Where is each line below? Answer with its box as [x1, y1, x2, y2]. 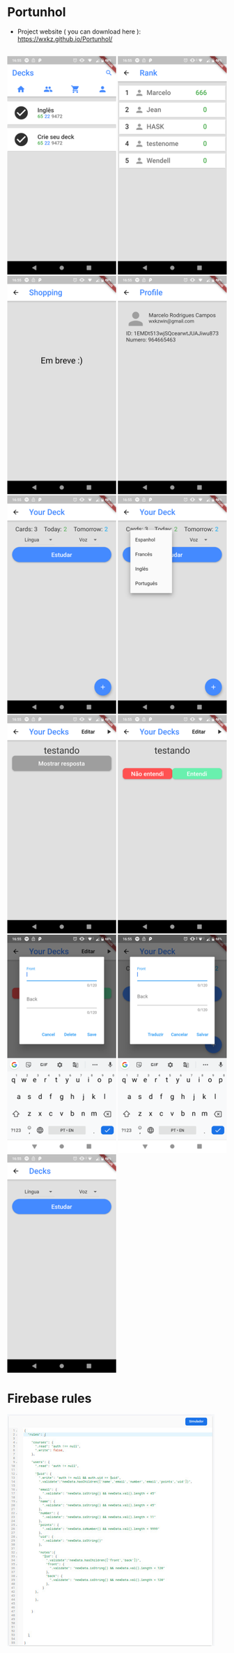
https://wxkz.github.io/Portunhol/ [17, 34, 113, 43]
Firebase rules [7, 1391, 92, 1406]
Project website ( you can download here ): [17, 27, 141, 36]
